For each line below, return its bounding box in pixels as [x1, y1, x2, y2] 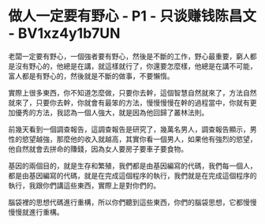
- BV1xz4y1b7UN [8, 24, 121, 43]
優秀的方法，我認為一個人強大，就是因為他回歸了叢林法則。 [14, 107, 209, 117]
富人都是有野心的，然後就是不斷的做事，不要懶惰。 [8, 71, 174, 80]
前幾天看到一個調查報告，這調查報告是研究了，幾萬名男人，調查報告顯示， [8, 124, 250, 134]
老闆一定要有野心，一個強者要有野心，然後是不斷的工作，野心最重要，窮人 [8, 51, 250, 61]
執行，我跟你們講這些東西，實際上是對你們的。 [8, 181, 160, 190]
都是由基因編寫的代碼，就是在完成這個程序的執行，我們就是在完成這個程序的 [8, 170, 257, 180]
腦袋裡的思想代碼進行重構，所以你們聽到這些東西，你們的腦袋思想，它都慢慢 [8, 197, 257, 207]
